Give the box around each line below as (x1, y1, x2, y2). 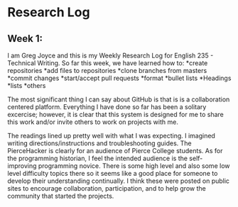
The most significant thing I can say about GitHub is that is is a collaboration (7, 95, 230, 103)
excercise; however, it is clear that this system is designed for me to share (7, 111, 224, 118)
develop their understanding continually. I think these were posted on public (7, 177, 229, 185)
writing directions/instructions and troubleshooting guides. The (7, 139, 192, 147)
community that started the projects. (7, 192, 114, 200)
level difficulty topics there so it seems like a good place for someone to (7, 169, 218, 177)
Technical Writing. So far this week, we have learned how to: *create (7, 59, 208, 67)
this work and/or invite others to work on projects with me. (7, 118, 179, 126)
